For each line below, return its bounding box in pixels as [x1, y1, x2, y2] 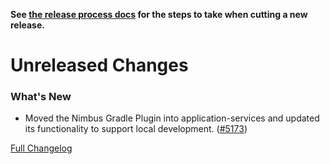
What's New [10, 90, 72, 104]
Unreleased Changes [10, 54, 189, 77]
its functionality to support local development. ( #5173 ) [24, 123, 248, 135]
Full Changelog [10, 142, 73, 154]
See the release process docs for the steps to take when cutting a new [10, 9, 308, 20]
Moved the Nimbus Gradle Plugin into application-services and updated [24, 112, 320, 124]
